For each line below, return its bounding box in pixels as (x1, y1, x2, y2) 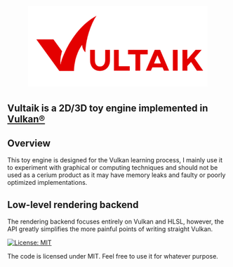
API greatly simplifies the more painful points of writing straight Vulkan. (7, 225, 213, 233)
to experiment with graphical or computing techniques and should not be (7, 164, 218, 172)
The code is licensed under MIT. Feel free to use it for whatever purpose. (7, 252, 219, 261)
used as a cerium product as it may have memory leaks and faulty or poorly (7, 171, 226, 179)
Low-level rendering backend (7, 199, 139, 211)
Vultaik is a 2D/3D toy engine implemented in (7, 103, 208, 115)
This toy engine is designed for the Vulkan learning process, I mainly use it (7, 156, 223, 164)
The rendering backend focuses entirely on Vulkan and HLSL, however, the (7, 217, 225, 226)
